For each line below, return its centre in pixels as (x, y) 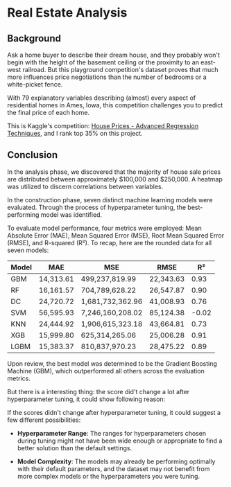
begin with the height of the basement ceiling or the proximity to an (103, 62)
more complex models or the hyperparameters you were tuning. (108, 476)
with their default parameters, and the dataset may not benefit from (113, 468)
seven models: (28, 250)
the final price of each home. (49, 113)
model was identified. (71, 214)
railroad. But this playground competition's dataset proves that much (120, 70)
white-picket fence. (35, 84)
